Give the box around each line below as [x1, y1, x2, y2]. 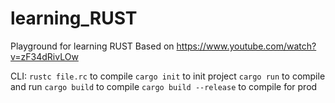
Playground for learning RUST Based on [10, 40, 175, 52]
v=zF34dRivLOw [10, 50, 79, 62]
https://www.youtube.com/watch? [176, 40, 317, 52]
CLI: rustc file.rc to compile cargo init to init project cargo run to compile [10, 70, 326, 82]
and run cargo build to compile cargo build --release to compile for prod [10, 80, 318, 92]
